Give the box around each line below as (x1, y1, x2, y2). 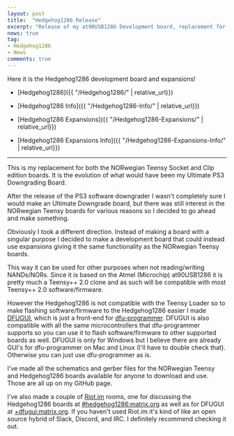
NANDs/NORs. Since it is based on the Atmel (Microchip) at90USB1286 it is (7, 270, 223, 279)
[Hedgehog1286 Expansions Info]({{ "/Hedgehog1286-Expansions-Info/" (17, 136, 226, 144)
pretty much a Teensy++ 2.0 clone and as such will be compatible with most (7, 278, 226, 286)
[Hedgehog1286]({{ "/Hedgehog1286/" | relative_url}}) (17, 88, 173, 96)
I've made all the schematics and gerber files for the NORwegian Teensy (7, 364, 215, 373)
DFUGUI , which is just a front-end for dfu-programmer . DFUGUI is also (7, 313, 210, 322)
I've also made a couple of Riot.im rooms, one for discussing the (7, 392, 192, 400)
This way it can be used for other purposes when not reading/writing (7, 263, 205, 272)
